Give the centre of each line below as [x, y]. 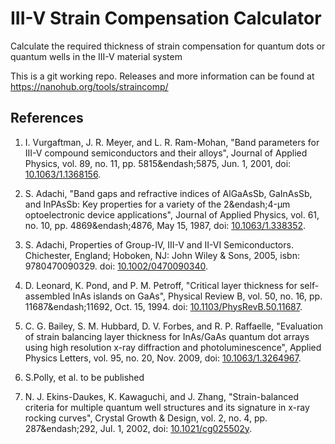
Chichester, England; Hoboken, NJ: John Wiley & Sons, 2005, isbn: [162, 255]
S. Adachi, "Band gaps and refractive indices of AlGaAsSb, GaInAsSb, [168, 193]
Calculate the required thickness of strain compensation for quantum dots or [168, 46]
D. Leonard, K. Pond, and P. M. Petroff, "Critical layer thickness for [161, 285]
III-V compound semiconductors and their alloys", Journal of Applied [166, 153]
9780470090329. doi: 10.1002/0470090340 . [116, 266]
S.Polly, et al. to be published [84, 377]
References [47, 118]
